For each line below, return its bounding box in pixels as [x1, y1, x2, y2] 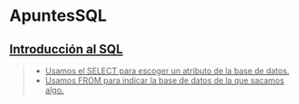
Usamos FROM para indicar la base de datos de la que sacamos [44, 75, 285, 86]
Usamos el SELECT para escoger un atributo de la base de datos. [44, 65, 290, 76]
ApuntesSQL [9, 5, 107, 26]
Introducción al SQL [9, 42, 124, 57]
